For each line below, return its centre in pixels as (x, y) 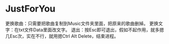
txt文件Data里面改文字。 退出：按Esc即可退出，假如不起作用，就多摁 (91, 30)
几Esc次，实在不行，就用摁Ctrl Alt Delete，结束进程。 (62, 36)
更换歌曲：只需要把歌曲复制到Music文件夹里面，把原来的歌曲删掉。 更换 (82, 23)
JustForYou (30, 9)
